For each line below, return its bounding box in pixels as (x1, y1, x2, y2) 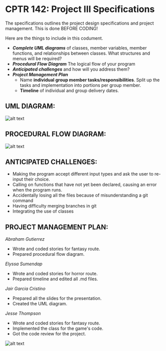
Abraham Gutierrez (5, 236, 45, 242)
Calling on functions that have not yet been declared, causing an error (12, 182, 157, 188)
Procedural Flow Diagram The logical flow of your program (12, 61, 135, 67)
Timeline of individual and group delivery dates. (19, 87, 119, 93)
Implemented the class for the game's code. (12, 325, 103, 331)
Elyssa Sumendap (5, 261, 42, 267)
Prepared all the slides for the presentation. (12, 295, 102, 301)
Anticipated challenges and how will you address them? (12, 66, 130, 72)
